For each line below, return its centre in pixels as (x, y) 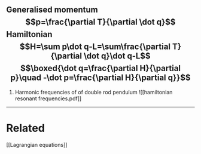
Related (25, 128)
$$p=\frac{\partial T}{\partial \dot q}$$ (100, 22)
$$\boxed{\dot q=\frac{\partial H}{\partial (100, 68)
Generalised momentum (52, 10)
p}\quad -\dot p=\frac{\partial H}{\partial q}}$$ (100, 78)
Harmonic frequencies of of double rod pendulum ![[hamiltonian (94, 92)
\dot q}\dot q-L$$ (117, 56)
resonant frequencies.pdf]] (48, 98)
